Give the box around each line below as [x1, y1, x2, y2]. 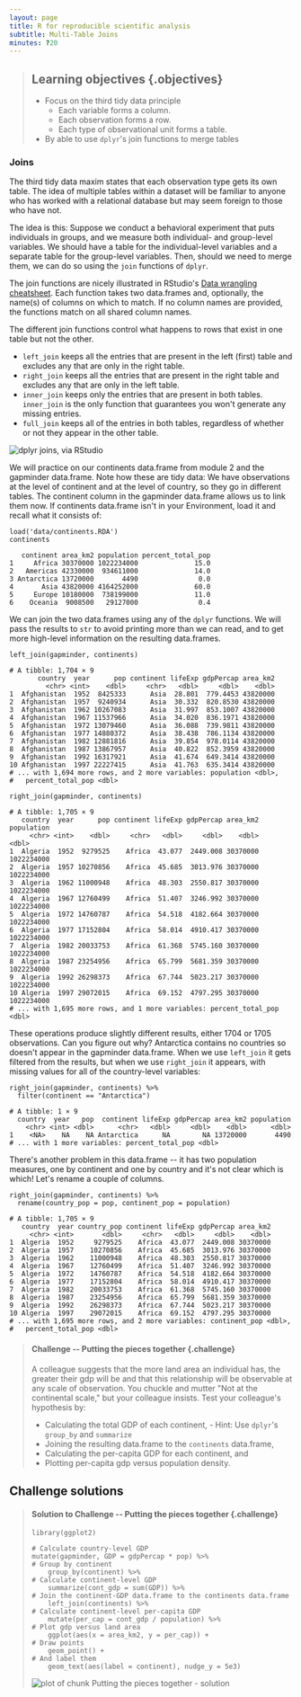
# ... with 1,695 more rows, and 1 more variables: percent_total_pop [9, 1004, 279, 1014]
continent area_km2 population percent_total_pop [21, 551, 211, 560]
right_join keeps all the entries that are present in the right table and [22, 370, 280, 381]
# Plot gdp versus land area [31, 1623, 141, 1632]
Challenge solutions [9, 1483, 124, 1498]
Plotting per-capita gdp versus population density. [44, 1457, 231, 1468]
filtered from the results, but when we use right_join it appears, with [9, 1057, 267, 1068]
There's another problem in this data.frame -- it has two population [9, 1154, 258, 1165]
